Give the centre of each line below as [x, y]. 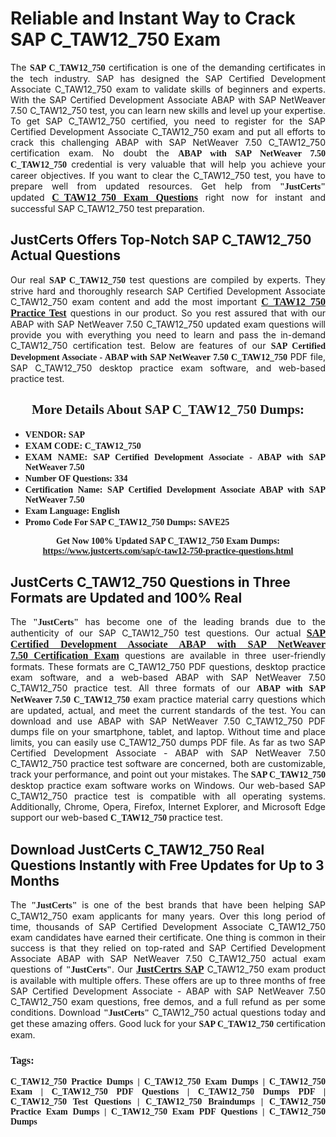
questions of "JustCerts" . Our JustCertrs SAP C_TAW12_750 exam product [168, 969]
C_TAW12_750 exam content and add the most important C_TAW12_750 [168, 301]
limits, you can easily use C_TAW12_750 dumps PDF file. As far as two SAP [168, 743]
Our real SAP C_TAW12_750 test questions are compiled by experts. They [168, 279]
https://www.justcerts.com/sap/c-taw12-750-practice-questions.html [168, 550]
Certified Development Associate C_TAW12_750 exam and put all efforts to [168, 131]
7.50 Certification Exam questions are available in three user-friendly [168, 656]
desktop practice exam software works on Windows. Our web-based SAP [168, 786]
